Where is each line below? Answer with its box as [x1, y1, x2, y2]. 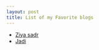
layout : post [6, 8, 39, 15]
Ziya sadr [15, 31, 39, 38]
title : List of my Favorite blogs [6, 14, 94, 20]
